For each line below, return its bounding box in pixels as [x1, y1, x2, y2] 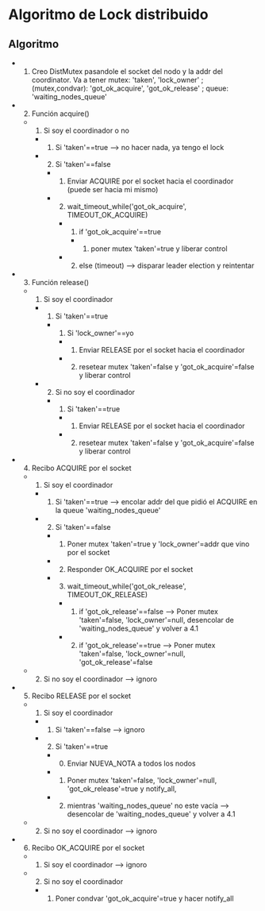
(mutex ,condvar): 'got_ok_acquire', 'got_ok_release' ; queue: [31, 83, 229, 93]
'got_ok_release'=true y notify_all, [67, 784, 177, 793]
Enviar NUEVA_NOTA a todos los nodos [67, 759, 196, 768]
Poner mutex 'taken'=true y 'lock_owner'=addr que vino [67, 539, 250, 549]
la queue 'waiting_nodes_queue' [55, 506, 161, 515]
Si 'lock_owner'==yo [67, 328, 134, 338]
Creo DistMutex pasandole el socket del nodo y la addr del [31, 67, 224, 76]
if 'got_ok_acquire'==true [79, 227, 161, 236]
